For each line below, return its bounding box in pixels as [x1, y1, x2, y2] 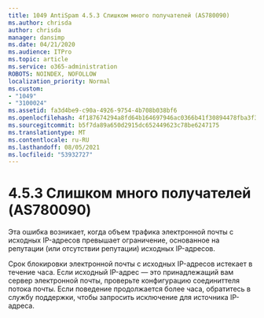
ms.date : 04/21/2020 [8, 41, 76, 49]
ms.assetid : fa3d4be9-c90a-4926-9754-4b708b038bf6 [8, 107, 178, 115]
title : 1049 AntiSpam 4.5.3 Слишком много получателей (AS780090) [8, 11, 230, 20]
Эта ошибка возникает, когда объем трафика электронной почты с [8, 227, 234, 237]
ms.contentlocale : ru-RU [8, 135, 90, 144]
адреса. [8, 301, 35, 311]
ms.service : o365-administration [8, 63, 118, 71]
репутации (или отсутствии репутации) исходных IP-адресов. [8, 244, 216, 253]
